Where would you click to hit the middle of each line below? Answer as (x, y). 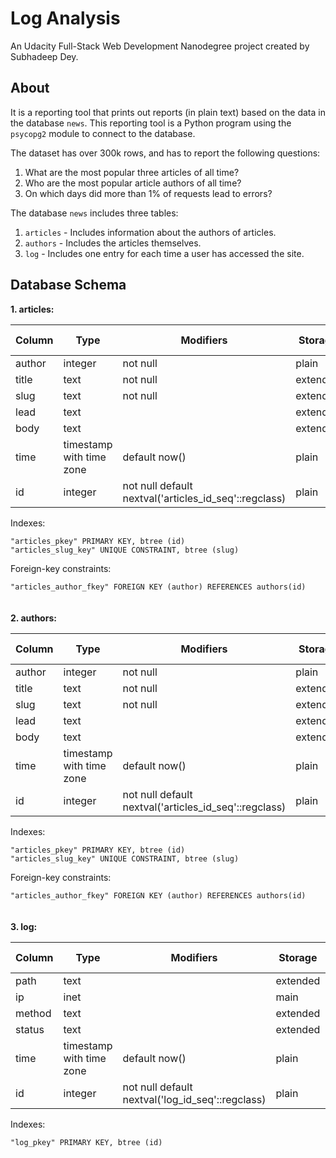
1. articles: (32, 309)
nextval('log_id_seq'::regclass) (194, 1099)
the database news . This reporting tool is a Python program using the (151, 123)
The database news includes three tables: (94, 213)
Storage (298, 957)
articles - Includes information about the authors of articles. (150, 232)
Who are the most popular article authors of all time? (133, 183)
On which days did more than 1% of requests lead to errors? (148, 193)
